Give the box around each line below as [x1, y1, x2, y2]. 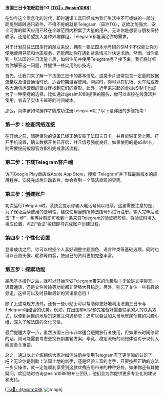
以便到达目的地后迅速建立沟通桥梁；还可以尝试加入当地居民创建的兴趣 [13, 313, 155, 319]
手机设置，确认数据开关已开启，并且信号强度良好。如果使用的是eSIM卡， [9, 139, 157, 145]
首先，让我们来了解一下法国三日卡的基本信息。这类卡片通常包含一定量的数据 [5, 73, 159, 78]
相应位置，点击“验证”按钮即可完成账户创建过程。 [5, 221, 103, 227]
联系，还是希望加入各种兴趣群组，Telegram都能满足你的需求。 [5, 34, 131, 39]
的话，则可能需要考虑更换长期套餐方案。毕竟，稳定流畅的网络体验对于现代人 [5, 336, 159, 342]
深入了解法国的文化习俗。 [13, 319, 65, 325]
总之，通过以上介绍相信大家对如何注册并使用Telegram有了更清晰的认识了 [5, 352, 152, 358]
